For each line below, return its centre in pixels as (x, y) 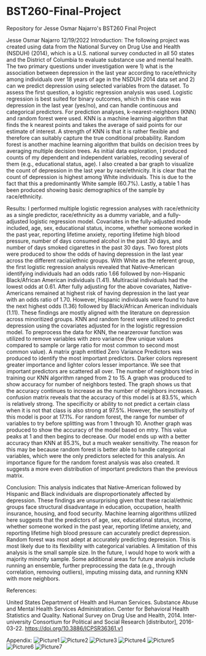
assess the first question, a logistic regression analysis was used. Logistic (100, 92)
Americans (20, 293)
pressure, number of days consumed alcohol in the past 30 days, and (94, 241)
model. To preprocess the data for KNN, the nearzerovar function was (94, 332)
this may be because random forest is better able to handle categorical (96, 449)
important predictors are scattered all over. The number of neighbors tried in (103, 371)
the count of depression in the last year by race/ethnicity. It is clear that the (101, 170)
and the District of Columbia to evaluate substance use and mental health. (100, 59)
